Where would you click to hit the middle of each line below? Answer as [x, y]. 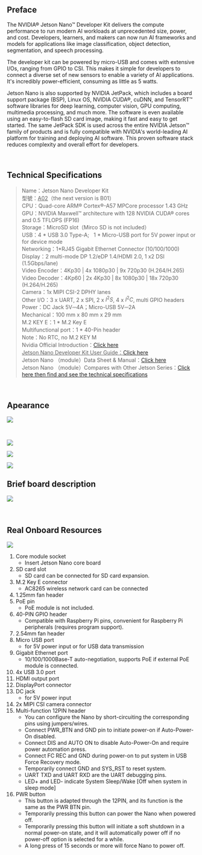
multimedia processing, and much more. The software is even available [95, 112]
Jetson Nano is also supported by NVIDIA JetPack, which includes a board [99, 93]
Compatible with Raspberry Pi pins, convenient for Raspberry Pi [104, 620]
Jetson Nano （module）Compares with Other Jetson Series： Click [106, 368]
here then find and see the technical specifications [85, 375]
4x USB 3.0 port [36, 672]
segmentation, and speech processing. [55, 50]
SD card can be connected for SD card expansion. [87, 575]
